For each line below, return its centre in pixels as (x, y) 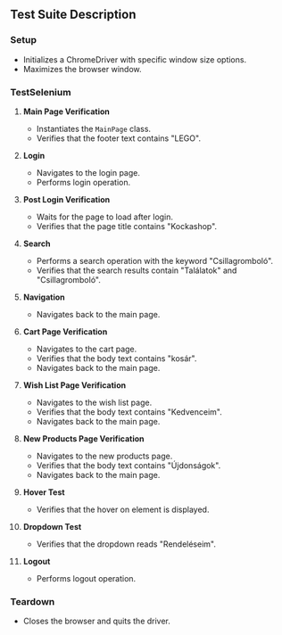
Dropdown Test (52, 526)
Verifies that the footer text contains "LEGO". (119, 138)
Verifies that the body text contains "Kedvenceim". (129, 412)
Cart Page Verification (65, 331)
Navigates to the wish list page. (94, 402)
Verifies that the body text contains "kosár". (116, 358)
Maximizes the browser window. (82, 69)
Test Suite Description (73, 15)
